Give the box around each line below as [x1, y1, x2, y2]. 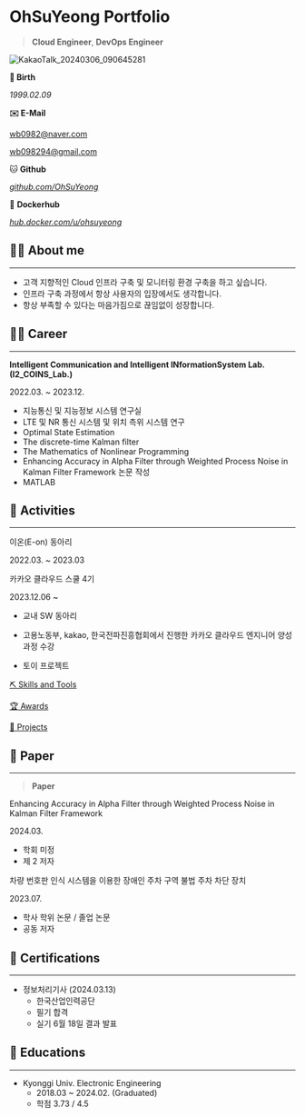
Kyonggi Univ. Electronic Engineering [22, 1077, 162, 1088]
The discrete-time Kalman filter [22, 436, 140, 447]
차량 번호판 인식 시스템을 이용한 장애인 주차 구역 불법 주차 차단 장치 [9, 875, 247, 886]
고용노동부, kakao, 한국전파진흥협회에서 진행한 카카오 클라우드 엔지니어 [22, 630, 276, 641]
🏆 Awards [9, 701, 49, 712]
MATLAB [22, 476, 56, 487]
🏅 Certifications [9, 950, 101, 965]
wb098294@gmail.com [9, 145, 98, 156]
